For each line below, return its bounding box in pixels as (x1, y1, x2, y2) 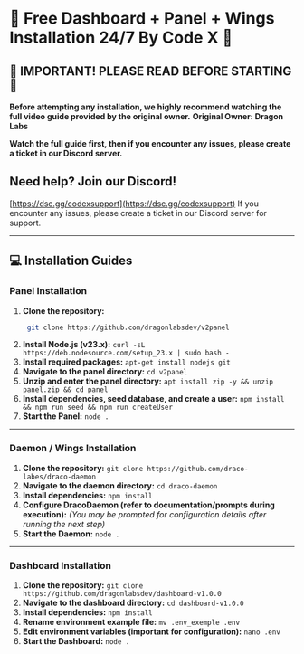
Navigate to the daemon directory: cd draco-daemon (22, 479, 218, 491)
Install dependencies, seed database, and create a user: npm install (22, 393, 285, 404)
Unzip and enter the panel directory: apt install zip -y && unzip (22, 375, 274, 387)
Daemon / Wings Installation (9, 442, 137, 455)
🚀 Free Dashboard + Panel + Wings (9, 8, 275, 29)
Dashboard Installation (9, 559, 111, 572)
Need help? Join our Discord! (9, 174, 177, 189)
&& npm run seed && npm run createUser (22, 403, 174, 412)
